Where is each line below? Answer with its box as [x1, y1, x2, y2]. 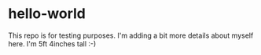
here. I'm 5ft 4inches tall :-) [8, 38, 97, 48]
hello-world [8, 5, 86, 23]
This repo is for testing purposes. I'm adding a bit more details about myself [8, 31, 254, 40]
